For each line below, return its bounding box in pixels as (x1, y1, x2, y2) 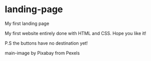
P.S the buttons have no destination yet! (5, 40, 88, 46)
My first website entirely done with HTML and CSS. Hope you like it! (5, 30, 146, 36)
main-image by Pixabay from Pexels (5, 50, 80, 56)
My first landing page (5, 20, 49, 26)
